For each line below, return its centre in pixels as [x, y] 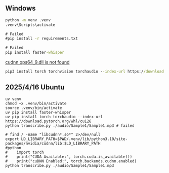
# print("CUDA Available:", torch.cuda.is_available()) [69, 157]
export [12, 139]
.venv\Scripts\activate [30, 25]
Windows [20, 8]
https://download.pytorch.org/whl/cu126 [49, 121]
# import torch [25, 152]
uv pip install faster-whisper [38, 112]
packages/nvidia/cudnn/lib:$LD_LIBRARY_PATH [53, 143]
